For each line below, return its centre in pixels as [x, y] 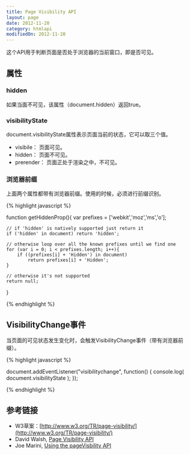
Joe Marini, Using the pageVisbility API [63, 446]
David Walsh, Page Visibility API [54, 439]
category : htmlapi [29, 29]
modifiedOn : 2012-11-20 [36, 34]
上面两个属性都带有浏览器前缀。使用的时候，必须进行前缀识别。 [85, 194]
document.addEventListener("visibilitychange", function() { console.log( [95, 372]
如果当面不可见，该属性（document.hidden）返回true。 [75, 104]
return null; [23, 281]
